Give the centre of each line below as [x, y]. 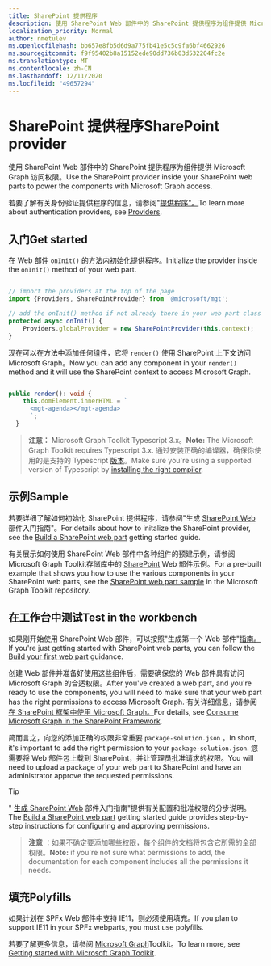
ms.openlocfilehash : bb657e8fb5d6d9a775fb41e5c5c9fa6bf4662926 [117, 46]
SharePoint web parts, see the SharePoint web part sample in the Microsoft [133, 581]
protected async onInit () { [56, 321]
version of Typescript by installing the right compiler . [116, 469]
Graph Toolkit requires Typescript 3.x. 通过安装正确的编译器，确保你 [141, 450]
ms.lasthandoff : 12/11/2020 [56, 76]
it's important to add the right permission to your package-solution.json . [129, 748]
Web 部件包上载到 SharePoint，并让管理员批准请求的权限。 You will [142, 757]
